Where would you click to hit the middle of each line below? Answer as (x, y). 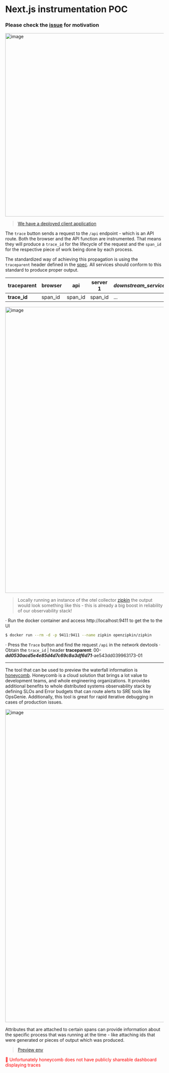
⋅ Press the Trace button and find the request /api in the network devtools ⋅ (83, 645)
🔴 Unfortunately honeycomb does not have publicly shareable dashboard (81, 1060)
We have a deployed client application (57, 224)
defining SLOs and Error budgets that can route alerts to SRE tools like (78, 691)
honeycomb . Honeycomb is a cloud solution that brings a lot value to (76, 675)
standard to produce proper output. (42, 270)
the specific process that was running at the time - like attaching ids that (80, 1035)
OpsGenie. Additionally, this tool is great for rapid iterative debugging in (79, 697)
